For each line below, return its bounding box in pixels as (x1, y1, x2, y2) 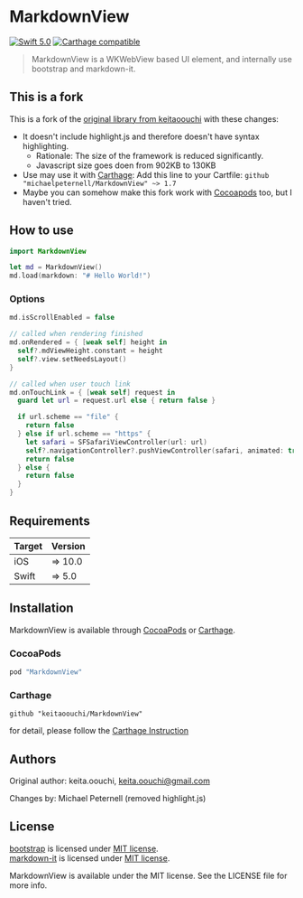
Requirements (9, 513, 90, 529)
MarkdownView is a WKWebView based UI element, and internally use (31, 53, 293, 64)
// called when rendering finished (9, 330, 143, 339)
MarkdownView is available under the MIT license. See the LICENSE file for (9, 870, 288, 881)
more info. (9, 879, 48, 891)
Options (9, 293, 45, 305)
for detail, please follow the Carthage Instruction (9, 725, 189, 736)
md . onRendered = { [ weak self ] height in (9, 338, 168, 347)
